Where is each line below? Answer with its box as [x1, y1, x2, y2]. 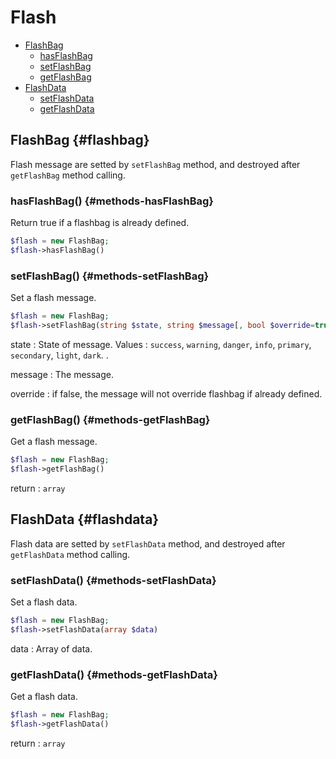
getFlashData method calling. [10, 548, 131, 560]
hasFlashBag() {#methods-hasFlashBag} [10, 194, 214, 208]
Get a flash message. [10, 436, 98, 448]
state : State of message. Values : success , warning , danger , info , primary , [10, 338, 312, 350]
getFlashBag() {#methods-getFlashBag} [10, 412, 211, 426]
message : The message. [10, 368, 114, 380]
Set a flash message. [10, 292, 97, 304]
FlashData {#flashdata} [10, 511, 160, 528]
